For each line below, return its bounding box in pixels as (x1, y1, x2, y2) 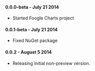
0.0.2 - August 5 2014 (5, 49, 52, 55)
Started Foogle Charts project (12, 15, 74, 21)
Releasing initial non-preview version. (12, 60, 90, 66)
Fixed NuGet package (12, 37, 58, 43)
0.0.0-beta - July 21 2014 (5, 4, 59, 10)
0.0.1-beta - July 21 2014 (5, 26, 58, 32)
